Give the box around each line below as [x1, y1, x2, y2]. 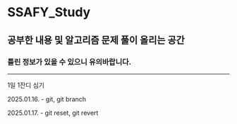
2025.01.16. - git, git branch [7, 94, 87, 103]
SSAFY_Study [7, 4, 91, 20]
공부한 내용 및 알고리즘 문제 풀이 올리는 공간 [7, 34, 185, 46]
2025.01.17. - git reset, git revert [7, 108, 99, 117]
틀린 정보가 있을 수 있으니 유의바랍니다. [7, 57, 132, 67]
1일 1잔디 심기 [7, 80, 44, 89]
